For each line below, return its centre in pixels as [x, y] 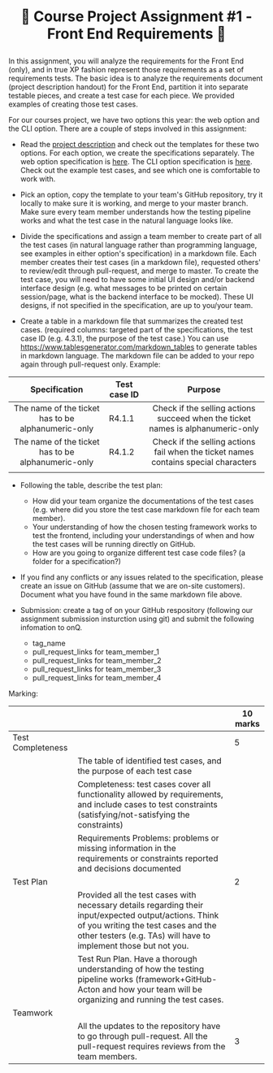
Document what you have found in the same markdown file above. [131, 595]
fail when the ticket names [204, 452]
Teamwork [33, 1013]
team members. [107, 1057]
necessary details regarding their [140, 906]
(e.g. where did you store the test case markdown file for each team [146, 510]
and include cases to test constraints [147, 805]
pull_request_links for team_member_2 [97, 661]
